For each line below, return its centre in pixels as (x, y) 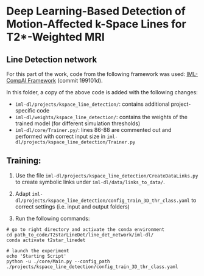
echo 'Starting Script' (37, 256)
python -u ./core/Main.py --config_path (58, 261)
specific (25, 110)
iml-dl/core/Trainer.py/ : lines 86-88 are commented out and (93, 130)
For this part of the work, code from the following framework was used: (96, 74)
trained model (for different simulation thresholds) (78, 123)
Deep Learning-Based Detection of (96, 11)
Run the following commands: (52, 218)
